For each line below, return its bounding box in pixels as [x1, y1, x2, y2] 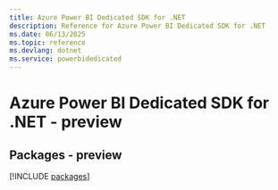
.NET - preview [9, 112, 122, 132]
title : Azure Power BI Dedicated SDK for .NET [9, 12, 186, 22]
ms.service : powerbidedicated [9, 54, 122, 63]
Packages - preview [9, 147, 122, 162]
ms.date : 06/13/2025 [9, 29, 87, 38]
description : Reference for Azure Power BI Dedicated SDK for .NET [9, 21, 266, 30]
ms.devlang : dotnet [9, 46, 82, 55]
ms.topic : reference [9, 37, 87, 47]
